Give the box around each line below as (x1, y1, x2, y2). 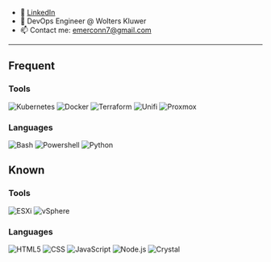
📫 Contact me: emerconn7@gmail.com (19, 25, 152, 35)
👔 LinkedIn (19, 8, 56, 17)
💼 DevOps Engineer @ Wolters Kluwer (19, 16, 147, 26)
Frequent (8, 59, 56, 73)
